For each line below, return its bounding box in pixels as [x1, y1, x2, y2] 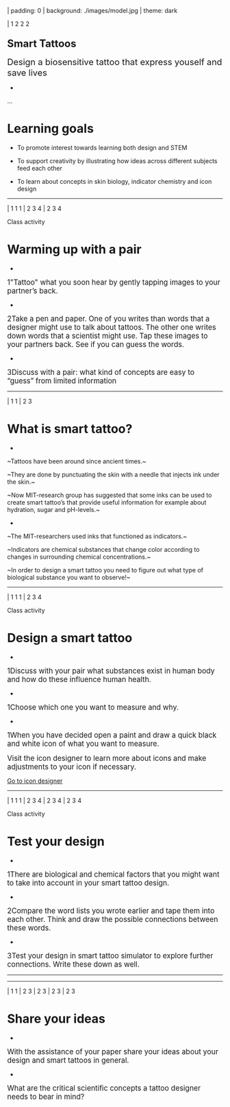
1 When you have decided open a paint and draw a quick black [7, 731, 217, 740]
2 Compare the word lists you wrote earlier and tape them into [7, 905, 215, 915]
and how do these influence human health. [7, 675, 152, 685]
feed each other [16, 165, 63, 173]
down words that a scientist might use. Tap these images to [7, 331, 208, 341]
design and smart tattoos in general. [7, 1056, 129, 1065]
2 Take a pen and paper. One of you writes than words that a [7, 314, 210, 324]
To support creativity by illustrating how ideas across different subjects [16, 157, 218, 165]
